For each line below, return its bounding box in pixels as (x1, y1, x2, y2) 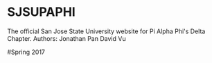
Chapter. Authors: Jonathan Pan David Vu (7, 34, 126, 42)
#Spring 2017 (7, 48, 46, 56)
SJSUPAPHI (7, 4, 76, 20)
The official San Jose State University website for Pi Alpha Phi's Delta (7, 27, 206, 35)
